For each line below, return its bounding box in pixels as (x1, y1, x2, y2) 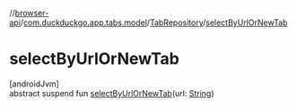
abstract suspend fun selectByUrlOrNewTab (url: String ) (9, 87, 214, 98)
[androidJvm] (9, 78, 60, 89)
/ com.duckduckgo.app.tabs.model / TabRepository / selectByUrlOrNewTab (20, 17, 288, 28)
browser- (14, 8, 49, 18)
